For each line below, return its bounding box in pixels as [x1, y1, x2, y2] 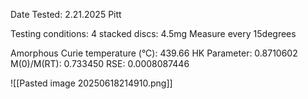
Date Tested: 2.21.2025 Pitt [10, 9, 122, 20]
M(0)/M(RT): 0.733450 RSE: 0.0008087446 [10, 58, 190, 69]
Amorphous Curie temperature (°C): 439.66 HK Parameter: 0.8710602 [10, 47, 298, 59]
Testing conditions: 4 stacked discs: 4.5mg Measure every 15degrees [10, 28, 297, 39]
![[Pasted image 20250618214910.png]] [10, 77, 173, 89]
